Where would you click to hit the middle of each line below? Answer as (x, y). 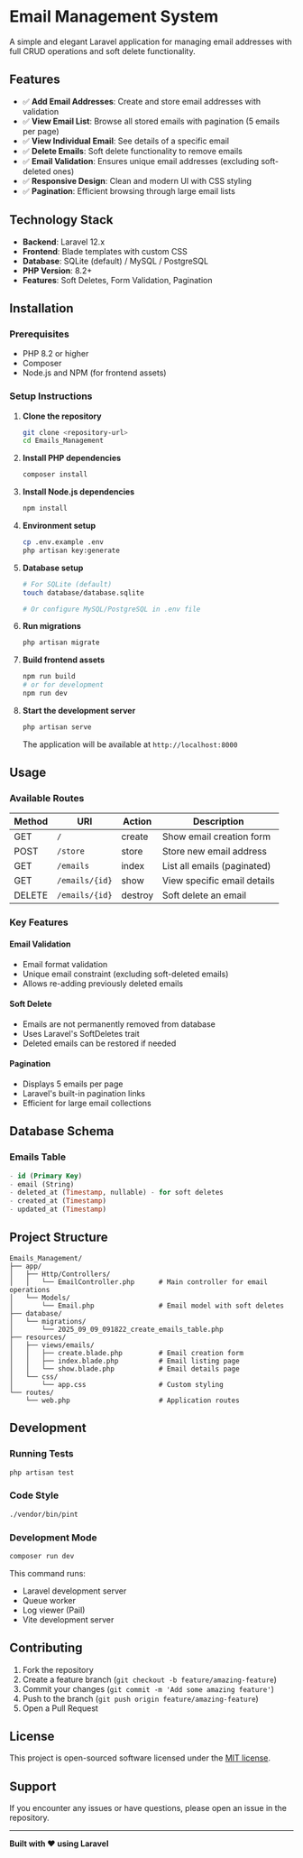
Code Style (34, 1495)
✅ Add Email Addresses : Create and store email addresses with (142, 101)
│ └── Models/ (40, 1298)
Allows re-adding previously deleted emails (102, 983)
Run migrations (51, 626)
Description (219, 821)
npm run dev (45, 693)
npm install (45, 508)
